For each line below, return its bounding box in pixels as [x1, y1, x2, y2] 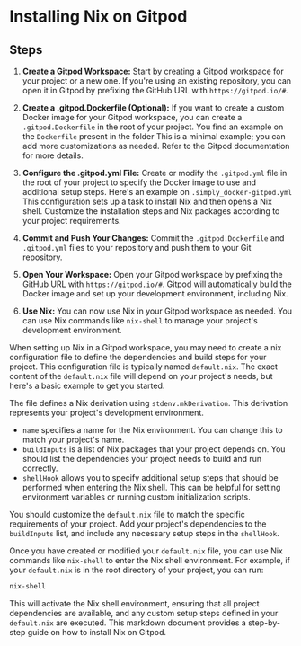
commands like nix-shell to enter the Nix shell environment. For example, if [9, 555, 290, 565]
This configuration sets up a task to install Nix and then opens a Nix [22, 196, 272, 207]
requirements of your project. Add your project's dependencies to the [9, 518, 267, 529]
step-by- [248, 617, 281, 628]
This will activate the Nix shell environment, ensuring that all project [9, 597, 260, 608]
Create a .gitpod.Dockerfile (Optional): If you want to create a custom [22, 102, 285, 113]
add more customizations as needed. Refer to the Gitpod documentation [22, 141, 290, 151]
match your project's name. [22, 434, 125, 445]
